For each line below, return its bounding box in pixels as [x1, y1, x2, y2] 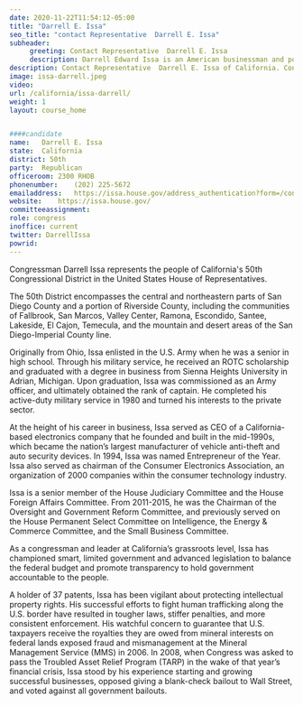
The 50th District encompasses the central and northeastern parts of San [9, 291, 282, 301]
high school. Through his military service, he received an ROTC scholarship [9, 356, 289, 366]
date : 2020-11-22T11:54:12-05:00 [9, 13, 135, 23]
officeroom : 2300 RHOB [9, 172, 95, 181]
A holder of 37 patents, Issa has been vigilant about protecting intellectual [9, 589, 284, 600]
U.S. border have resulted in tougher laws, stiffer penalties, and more [9, 608, 266, 619]
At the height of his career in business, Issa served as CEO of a [9, 422, 244, 432]
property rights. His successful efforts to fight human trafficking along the [9, 598, 284, 609]
